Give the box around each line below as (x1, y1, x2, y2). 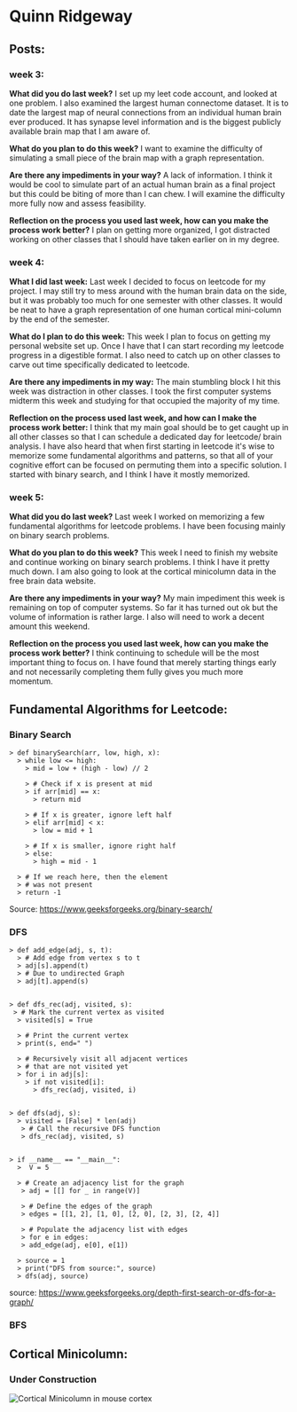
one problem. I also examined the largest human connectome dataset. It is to (9, 98, 289, 108)
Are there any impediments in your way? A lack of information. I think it (9, 169, 273, 180)
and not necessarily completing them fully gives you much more (9, 667, 244, 678)
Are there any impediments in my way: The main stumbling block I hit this (9, 377, 281, 388)
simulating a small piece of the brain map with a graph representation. (9, 153, 264, 163)
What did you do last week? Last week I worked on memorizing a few (9, 512, 265, 522)
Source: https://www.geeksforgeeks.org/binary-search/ (9, 904, 213, 914)
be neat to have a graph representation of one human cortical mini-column (9, 304, 282, 316)
